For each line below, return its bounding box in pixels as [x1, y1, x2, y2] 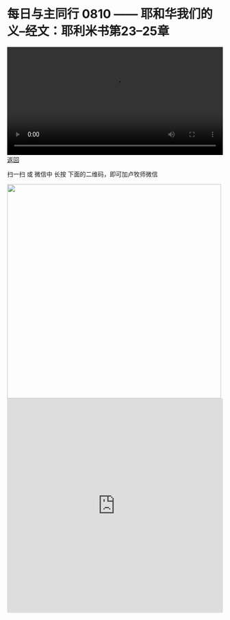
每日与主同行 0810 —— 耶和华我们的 [7, 6, 213, 22]
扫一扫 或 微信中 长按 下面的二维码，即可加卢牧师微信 [7, 169, 158, 178]
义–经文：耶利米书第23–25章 [7, 23, 170, 39]
